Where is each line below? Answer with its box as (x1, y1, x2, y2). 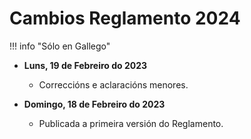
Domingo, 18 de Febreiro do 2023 (23, 98, 166, 110)
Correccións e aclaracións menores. (38, 78, 189, 91)
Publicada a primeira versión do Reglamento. (38, 117, 224, 129)
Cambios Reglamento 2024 (9, 7, 241, 30)
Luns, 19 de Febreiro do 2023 (23, 59, 148, 71)
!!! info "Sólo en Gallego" (9, 40, 111, 52)
